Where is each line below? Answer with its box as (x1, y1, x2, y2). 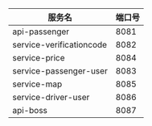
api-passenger (12, 26, 70, 37)
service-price (12, 52, 66, 63)
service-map (12, 78, 63, 90)
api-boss (12, 105, 48, 115)
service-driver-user (12, 92, 90, 103)
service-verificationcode (12, 40, 107, 50)
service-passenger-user (12, 65, 109, 76)
